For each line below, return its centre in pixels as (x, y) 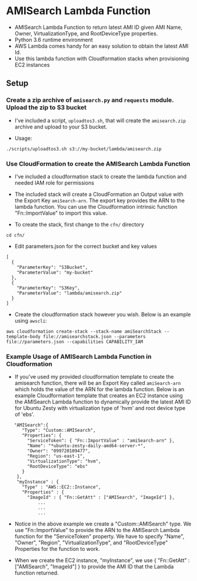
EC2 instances (32, 65)
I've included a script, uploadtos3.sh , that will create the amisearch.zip (100, 120)
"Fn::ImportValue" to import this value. (61, 213)
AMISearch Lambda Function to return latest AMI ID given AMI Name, (98, 27)
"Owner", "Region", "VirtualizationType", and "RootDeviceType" (91, 543)
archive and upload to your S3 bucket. (61, 127)
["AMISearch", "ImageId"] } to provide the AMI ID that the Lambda (94, 567)
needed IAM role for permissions (54, 183)
